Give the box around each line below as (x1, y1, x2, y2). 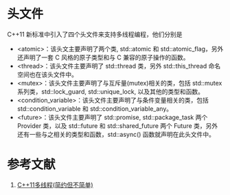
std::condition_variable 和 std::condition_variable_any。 (16, 104, 173, 113)
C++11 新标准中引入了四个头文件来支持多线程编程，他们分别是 (7, 30, 183, 38)
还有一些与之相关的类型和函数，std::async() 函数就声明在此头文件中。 (16, 130, 215, 138)
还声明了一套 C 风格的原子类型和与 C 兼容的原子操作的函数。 (16, 53, 189, 62)
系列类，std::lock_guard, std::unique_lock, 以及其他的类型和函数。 (16, 87, 205, 96)
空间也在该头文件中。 (16, 70, 78, 79)
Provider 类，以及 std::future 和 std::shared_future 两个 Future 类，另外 (16, 121, 218, 130)
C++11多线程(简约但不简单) (16, 181, 94, 189)
